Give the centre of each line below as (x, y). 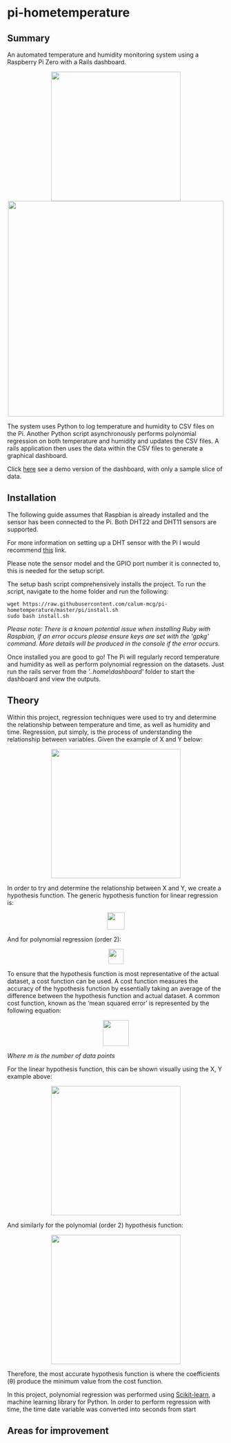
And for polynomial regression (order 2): (64, 939)
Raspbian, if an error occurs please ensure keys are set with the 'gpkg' (108, 636)
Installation (32, 498)
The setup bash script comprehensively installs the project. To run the (107, 584)
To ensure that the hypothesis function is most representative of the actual (113, 973)
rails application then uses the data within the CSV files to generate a (105, 448)
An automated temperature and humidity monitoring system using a (103, 54)
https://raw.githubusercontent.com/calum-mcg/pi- (95, 604)
